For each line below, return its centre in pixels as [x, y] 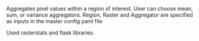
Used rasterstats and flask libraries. [50, 33]
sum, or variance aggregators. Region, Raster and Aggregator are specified [99, 15]
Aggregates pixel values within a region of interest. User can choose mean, [99, 9]
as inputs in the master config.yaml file [54, 21]
